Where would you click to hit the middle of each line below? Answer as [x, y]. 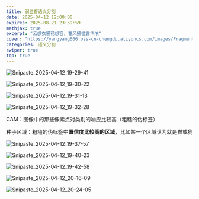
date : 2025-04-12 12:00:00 [39, 17]
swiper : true [22, 50]
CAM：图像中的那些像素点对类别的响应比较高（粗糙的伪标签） [82, 119]
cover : [14, 39]
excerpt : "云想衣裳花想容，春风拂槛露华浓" [54, 34]
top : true [18, 56]
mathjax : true [24, 28]
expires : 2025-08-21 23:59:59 [44, 23]
